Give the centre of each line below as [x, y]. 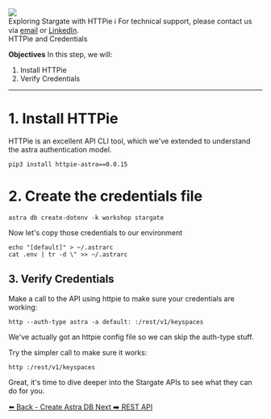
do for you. [27, 391]
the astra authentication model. [60, 149]
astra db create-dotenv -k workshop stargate [86, 218]
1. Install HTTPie [63, 119]
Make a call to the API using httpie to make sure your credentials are [122, 298]
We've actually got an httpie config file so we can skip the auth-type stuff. [131, 337]
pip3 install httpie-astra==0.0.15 [68, 164]
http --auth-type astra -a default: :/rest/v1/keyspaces [106, 322]
